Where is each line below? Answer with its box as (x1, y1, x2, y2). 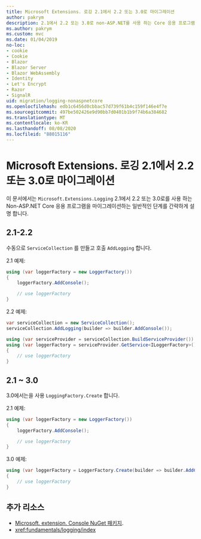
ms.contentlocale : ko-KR (6, 120, 68, 126)
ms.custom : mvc (6, 31, 44, 37)
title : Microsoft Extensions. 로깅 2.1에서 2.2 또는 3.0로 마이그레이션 (6, 8, 175, 15)
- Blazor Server (6, 64, 47, 71)
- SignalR (6, 92, 31, 98)
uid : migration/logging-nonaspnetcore (6, 98, 103, 104)
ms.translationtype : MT (6, 114, 66, 120)
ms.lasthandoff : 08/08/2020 (6, 126, 77, 132)
